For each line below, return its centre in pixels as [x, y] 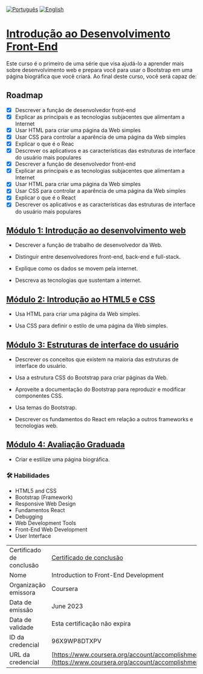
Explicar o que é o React [45, 198]
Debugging [29, 517]
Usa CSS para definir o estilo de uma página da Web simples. [91, 326]
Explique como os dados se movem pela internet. [76, 269]
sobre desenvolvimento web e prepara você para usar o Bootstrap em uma [99, 70]
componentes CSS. [39, 395]
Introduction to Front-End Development [108, 575]
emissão [21, 610]
